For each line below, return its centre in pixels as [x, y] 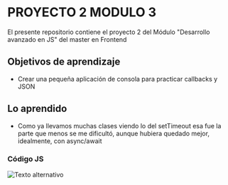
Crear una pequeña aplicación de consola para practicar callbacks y [118, 79]
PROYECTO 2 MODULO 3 [82, 12]
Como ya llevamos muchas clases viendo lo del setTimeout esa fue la [119, 125]
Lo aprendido [37, 109]
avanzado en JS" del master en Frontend [67, 39]
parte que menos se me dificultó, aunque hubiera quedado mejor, [113, 133]
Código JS [26, 159]
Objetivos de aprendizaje [64, 62]
